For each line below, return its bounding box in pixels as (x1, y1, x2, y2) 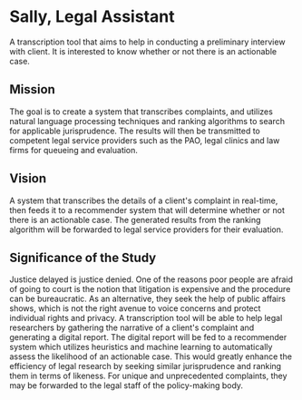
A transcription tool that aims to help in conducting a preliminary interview (9, 36, 286, 47)
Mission (9, 82, 56, 97)
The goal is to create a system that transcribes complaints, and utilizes (9, 106, 274, 117)
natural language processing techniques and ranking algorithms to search (9, 115, 286, 126)
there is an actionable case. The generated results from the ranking (9, 214, 261, 225)
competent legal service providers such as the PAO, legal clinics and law (9, 134, 280, 146)
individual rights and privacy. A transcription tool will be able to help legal (9, 313, 283, 324)
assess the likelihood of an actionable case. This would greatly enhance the (9, 351, 293, 362)
